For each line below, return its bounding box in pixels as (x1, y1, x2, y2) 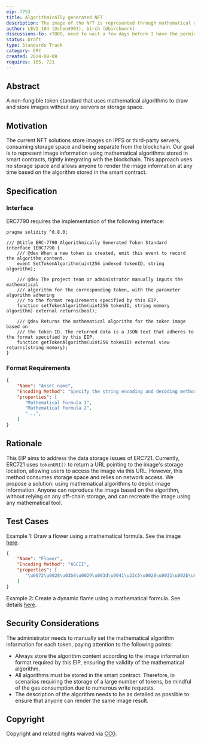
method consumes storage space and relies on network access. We (6, 473, 174, 480)
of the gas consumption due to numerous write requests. (14, 684, 156, 691)
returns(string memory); (6, 344, 68, 351)
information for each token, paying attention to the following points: (6, 640, 172, 648)
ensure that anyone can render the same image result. (14, 697, 149, 704)
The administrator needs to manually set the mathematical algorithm (6, 634, 175, 642)
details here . (6, 601, 37, 608)
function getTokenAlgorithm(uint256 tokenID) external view (17, 339, 170, 345)
